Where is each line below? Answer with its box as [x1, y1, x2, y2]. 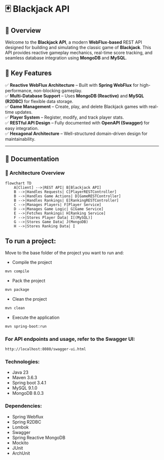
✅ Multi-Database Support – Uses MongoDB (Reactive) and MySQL [5, 93, 144, 99]
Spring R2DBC [12, 419, 41, 425]
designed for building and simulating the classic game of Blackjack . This [5, 45, 151, 50]
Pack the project [12, 278, 45, 284]
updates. [15, 109, 33, 115]
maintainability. [5, 136, 36, 142]
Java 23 [12, 369, 29, 375]
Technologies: [5, 358, 40, 365]
